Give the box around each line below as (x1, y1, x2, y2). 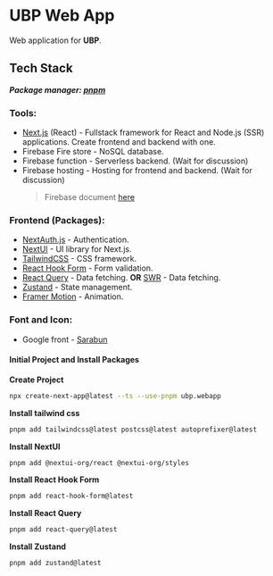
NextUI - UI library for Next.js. (21, 244, 132, 255)
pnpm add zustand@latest (9, 559, 102, 568)
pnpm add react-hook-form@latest (9, 492, 134, 501)
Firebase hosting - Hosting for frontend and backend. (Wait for (21, 165, 252, 176)
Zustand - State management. (21, 282, 133, 293)
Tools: (9, 106, 37, 119)
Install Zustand (9, 541, 67, 552)
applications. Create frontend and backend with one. (21, 137, 216, 147)
